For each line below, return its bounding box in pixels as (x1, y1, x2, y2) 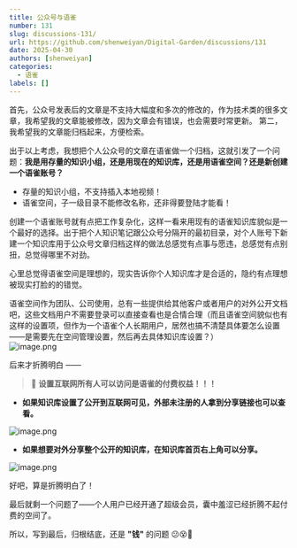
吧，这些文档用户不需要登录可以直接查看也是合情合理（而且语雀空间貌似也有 (9, 309, 288, 320)
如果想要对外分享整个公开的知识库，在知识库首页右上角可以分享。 (21, 444, 263, 454)
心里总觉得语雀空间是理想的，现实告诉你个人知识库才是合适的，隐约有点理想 (9, 267, 288, 279)
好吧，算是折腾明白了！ (9, 480, 95, 490)
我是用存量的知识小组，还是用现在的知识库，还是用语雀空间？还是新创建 (25, 156, 288, 166)
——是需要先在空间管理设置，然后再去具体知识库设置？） (9, 331, 218, 342)
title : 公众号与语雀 (9, 12, 77, 22)
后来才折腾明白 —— (9, 359, 81, 370)
